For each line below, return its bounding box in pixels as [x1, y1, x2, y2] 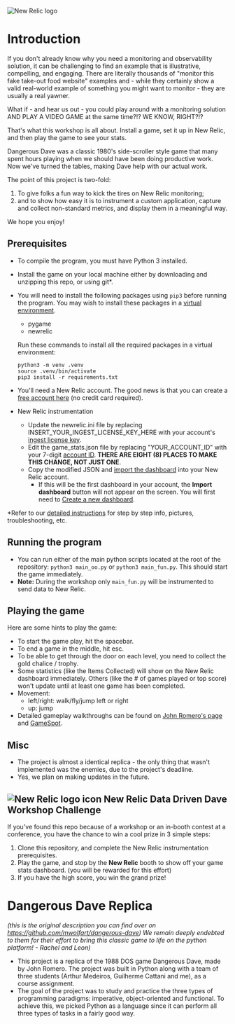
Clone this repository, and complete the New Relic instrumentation [17, 844, 208, 852]
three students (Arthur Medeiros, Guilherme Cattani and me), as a [17, 971, 206, 980]
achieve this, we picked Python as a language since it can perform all [17, 1002, 218, 1010]
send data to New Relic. [17, 585, 86, 593]
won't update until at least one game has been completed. [17, 681, 185, 690]
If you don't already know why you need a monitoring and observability [7, 54, 213, 62]
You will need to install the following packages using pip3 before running [17, 291, 227, 299]
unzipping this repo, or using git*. [17, 277, 113, 286]
